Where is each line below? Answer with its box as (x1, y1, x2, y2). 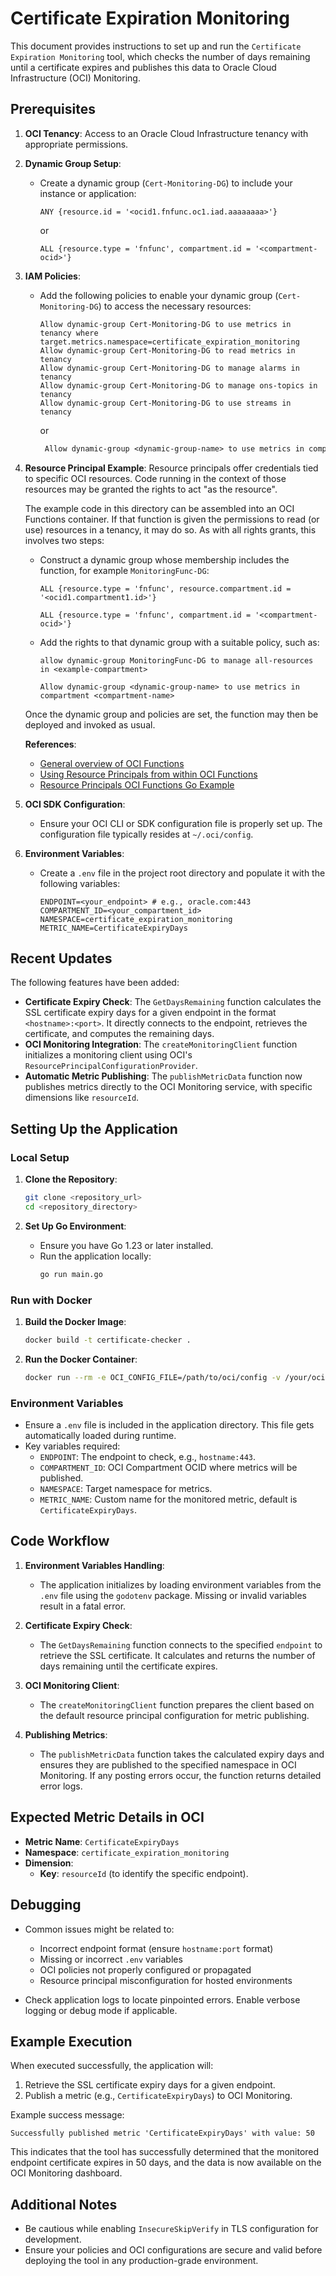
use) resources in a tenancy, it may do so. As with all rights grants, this (24, 523, 317, 536)
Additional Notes (10, 2196, 118, 2213)
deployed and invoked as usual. (24, 718, 156, 731)
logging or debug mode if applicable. (24, 2004, 178, 2016)
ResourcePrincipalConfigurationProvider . (24, 1060, 198, 1072)
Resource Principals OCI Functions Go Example (39, 778, 235, 791)
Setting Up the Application (10, 1120, 178, 1137)
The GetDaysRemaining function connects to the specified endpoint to (39, 1638, 323, 1651)
